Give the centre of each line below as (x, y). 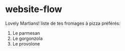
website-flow (34, 9)
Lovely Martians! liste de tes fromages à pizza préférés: (63, 23)
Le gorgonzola (27, 38)
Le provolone (26, 43)
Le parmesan (26, 33)
